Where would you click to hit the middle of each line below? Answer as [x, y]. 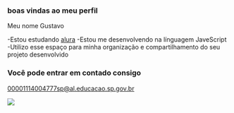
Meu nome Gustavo [36, 26]
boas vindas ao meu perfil [53, 11]
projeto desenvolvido [38, 54]
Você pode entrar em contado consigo [74, 73]
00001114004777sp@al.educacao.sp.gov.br [71, 88]
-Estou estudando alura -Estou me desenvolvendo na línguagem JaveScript [117, 40]
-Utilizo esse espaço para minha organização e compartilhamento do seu [114, 47]
